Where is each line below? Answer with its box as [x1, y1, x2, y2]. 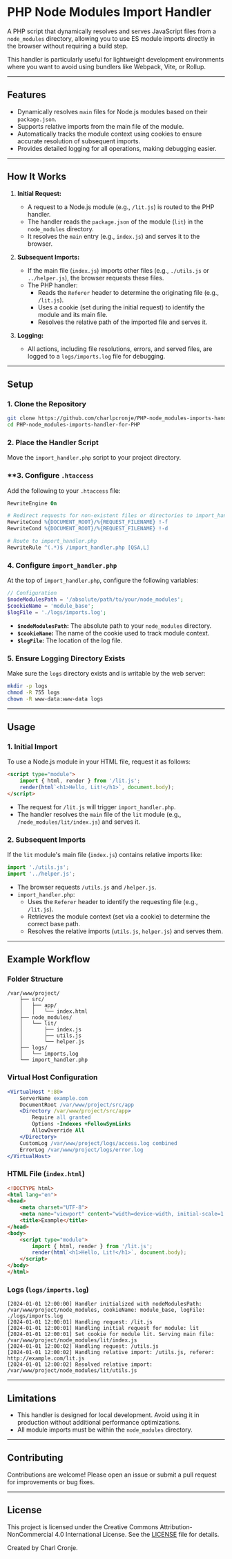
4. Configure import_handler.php [7, 560, 117, 570]
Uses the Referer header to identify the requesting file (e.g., [27, 897, 198, 905]
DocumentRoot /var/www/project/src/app [19, 1101, 135, 1108]
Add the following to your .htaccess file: [7, 486, 121, 495]
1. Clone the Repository [7, 399, 86, 408]
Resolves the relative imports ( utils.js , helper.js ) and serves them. [27, 927, 223, 935]
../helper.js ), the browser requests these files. [27, 273, 164, 282]
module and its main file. [37, 310, 108, 318]
